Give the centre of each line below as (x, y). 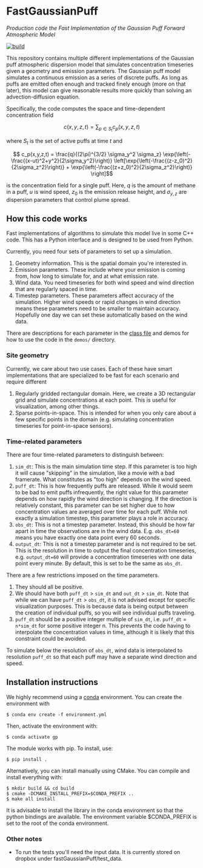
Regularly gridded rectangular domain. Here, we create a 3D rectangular (105, 393)
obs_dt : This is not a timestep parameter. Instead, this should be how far (105, 525)
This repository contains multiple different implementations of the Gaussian (100, 58)
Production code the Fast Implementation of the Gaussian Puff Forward (95, 28)
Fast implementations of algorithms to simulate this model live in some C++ (100, 233)
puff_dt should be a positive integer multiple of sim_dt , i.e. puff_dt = (101, 619)
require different (27, 382)
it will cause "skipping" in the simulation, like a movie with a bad (95, 473)
